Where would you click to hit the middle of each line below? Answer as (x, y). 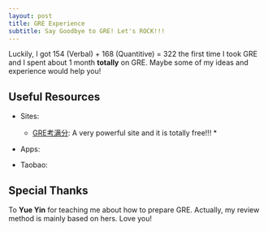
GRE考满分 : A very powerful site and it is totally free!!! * (125, 133)
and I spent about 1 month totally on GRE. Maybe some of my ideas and (129, 62)
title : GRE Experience (47, 24)
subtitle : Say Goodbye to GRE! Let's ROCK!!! (86, 31)
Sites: (30, 116)
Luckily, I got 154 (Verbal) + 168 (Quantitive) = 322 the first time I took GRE (133, 54)
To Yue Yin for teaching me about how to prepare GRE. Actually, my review (134, 210)
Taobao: (34, 165)
